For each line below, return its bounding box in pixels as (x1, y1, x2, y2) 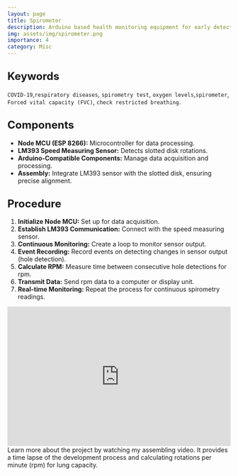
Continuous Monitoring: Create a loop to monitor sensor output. (17, 240, 207, 249)
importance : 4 (7, 37, 50, 44)
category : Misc (7, 43, 52, 50)
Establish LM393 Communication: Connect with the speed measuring (17, 225, 225, 234)
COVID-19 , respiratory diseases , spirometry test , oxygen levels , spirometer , (7, 90, 229, 98)
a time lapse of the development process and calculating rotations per (7, 453, 212, 462)
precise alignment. (17, 176, 72, 185)
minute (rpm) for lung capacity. (7, 461, 98, 470)
